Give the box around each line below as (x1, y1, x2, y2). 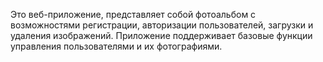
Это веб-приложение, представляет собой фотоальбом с (10, 9, 257, 20)
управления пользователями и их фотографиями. (10, 40, 223, 52)
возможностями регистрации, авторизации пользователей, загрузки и (10, 19, 314, 31)
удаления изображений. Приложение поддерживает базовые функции (10, 30, 313, 41)
